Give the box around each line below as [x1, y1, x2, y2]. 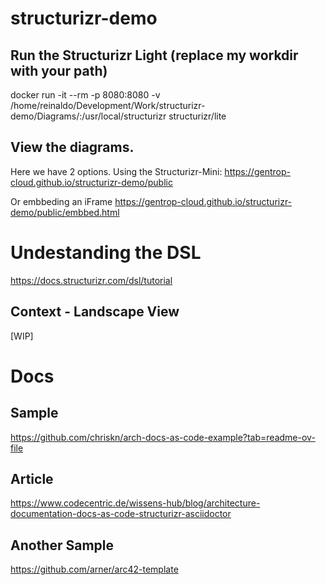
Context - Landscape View [10, 303, 180, 321]
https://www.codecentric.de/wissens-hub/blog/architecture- [10, 497, 261, 509]
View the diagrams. [10, 139, 135, 156]
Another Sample [10, 537, 115, 554]
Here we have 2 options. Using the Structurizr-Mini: [10, 165, 223, 177]
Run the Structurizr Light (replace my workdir [10, 47, 299, 64]
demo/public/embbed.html [10, 206, 120, 218]
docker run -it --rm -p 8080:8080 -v [10, 89, 161, 101]
